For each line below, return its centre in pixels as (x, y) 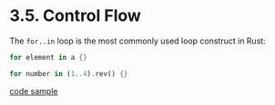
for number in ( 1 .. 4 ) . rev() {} (69, 73)
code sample (34, 91)
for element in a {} (49, 57)
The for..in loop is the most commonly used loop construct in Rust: (137, 41)
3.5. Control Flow (75, 16)
